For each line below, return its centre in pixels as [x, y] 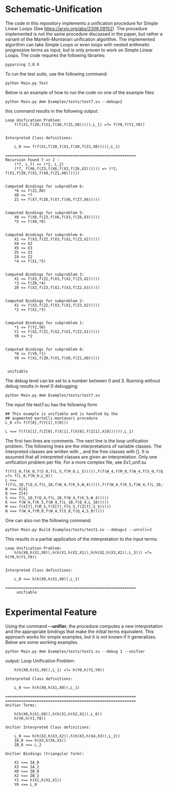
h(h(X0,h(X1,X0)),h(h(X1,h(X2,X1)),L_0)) [58, 714]
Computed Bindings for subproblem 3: [45, 274]
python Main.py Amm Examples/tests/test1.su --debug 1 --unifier [75, 651]
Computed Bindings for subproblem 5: [45, 212]
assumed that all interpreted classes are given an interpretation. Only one [81, 457]
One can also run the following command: [49, 520]
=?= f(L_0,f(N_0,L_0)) [29, 476]
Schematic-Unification [54, 9]
